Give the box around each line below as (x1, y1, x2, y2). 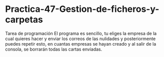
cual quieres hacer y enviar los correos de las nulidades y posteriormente (5, 36, 156, 42)
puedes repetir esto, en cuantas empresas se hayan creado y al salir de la (5, 41, 157, 47)
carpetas (5, 14, 43, 25)
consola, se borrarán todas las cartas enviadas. (5, 46, 102, 52)
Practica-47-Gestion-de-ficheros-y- (5, 3, 160, 15)
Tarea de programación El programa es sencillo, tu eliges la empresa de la (5, 30, 157, 36)
